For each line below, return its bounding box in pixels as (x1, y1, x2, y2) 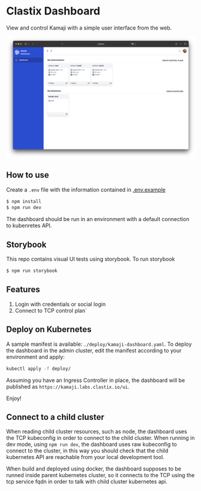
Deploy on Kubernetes (6, 324, 92, 335)
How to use (6, 170, 49, 180)
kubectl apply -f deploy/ (6, 366, 71, 372)
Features (6, 284, 40, 295)
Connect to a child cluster (6, 411, 105, 422)
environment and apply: (6, 353, 65, 360)
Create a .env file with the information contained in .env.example (6, 186, 166, 193)
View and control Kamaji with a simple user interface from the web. (6, 24, 172, 31)
